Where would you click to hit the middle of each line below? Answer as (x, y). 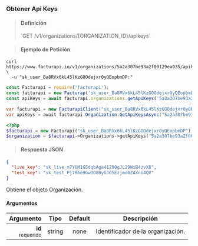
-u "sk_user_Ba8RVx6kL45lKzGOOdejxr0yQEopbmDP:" (72, 77)
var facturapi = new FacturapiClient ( (54, 109)
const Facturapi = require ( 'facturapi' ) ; (58, 88)
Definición (34, 23)
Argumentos (22, 203)
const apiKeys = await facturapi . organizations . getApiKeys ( (82, 99)
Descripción (140, 218)
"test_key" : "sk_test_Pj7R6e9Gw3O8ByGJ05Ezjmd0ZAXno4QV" (83, 173)
